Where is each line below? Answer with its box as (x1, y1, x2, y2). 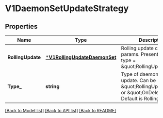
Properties (5, 22, 38, 31)
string (45, 83, 60, 90)
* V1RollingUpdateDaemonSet (45, 54, 116, 61)
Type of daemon (121, 71, 159, 78)
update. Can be (121, 77, 156, 84)
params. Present (121, 51, 159, 57)
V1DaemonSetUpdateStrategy (5, 3, 129, 14)
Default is (121, 95, 143, 102)
